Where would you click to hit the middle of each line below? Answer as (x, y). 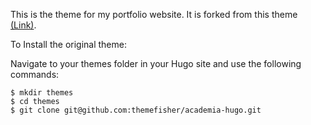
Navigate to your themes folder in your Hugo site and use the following (156, 63)
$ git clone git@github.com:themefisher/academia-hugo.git (136, 110)
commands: (35, 74)
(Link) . (23, 25)
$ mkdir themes (42, 93)
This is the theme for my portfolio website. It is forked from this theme (154, 14)
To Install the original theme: (68, 44)
